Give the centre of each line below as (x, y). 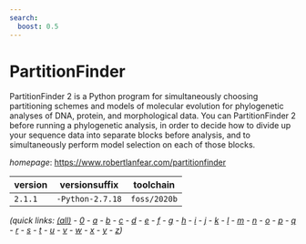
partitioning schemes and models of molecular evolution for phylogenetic (147, 107)
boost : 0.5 (38, 26)
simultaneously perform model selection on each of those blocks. (133, 145)
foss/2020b (154, 199)
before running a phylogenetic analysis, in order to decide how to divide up (150, 126)
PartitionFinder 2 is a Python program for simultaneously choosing (134, 97)
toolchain (154, 185)
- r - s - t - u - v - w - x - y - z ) (66, 230)
